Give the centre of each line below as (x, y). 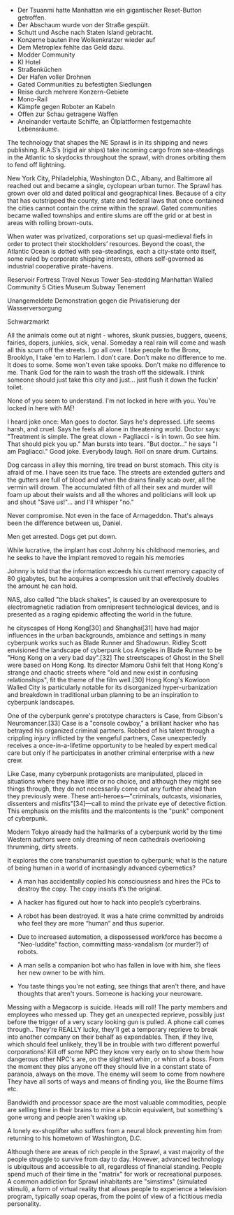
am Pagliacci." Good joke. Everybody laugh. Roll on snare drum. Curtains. (113, 451)
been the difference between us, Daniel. (65, 523)
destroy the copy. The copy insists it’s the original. (89, 889)
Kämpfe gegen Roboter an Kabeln (66, 107)
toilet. (15, 387)
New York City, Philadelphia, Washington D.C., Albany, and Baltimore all (110, 178)
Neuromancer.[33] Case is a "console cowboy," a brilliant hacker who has (113, 723)
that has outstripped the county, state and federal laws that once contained (116, 201)
